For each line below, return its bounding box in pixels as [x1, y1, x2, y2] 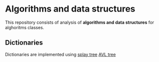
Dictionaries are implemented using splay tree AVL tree [5, 51, 116, 57]
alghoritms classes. [5, 24, 45, 30]
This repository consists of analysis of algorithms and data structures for [5, 19, 154, 25]
